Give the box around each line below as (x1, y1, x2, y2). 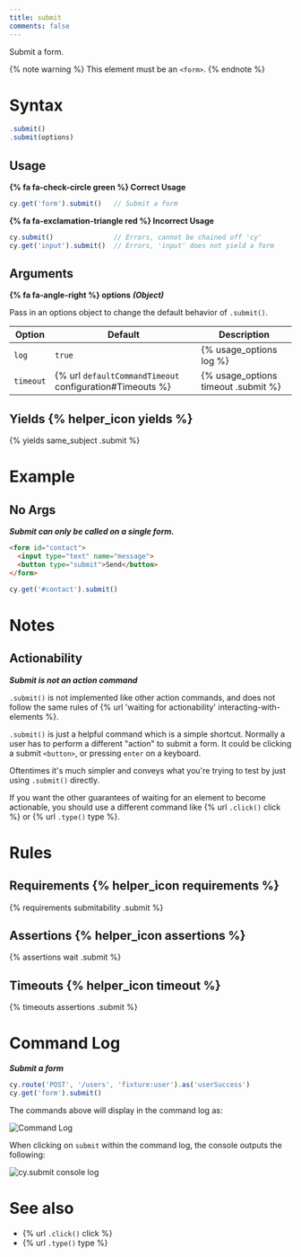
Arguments (9, 266, 74, 281)
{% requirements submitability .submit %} (9, 902, 164, 913)
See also (9, 1199, 74, 1218)
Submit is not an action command (9, 675, 138, 686)
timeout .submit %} (201, 381, 281, 394)
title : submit (9, 13, 63, 22)
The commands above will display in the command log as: (9, 1104, 223, 1115)
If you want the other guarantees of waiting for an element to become (9, 792, 266, 802)
